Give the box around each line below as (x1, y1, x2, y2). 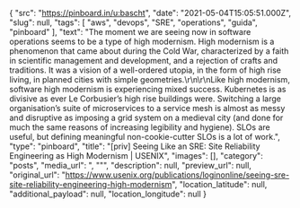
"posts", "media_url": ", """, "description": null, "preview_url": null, (9, 160, 251, 170)
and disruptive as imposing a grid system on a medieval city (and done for (9, 112, 284, 123)
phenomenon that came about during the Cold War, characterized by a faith (9, 46, 289, 56)
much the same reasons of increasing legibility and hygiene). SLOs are (9, 122, 271, 133)
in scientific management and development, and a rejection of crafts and (9, 56, 278, 65)
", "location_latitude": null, (172, 179, 268, 189)
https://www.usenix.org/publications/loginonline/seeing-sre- (65, 169, 290, 180)
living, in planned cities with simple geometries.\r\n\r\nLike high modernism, (9, 74, 290, 84)
